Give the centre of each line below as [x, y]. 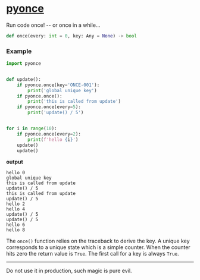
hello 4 [16, 209]
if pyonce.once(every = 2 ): [49, 134]
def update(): [24, 79]
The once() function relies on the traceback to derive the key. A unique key [98, 241]
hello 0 [16, 173]
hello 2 [16, 204]
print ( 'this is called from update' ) [74, 102]
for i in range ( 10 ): [32, 129]
